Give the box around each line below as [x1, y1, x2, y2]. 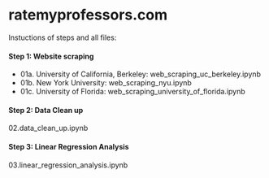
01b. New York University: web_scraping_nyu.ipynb [20, 78, 193, 88]
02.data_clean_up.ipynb [8, 124, 89, 133]
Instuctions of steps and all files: [8, 33, 117, 42]
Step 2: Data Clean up [8, 105, 84, 115]
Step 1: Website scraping [8, 51, 94, 61]
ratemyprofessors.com [8, 6, 168, 24]
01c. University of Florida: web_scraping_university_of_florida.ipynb [20, 87, 245, 97]
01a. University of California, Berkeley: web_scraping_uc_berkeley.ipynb [20, 69, 262, 79]
